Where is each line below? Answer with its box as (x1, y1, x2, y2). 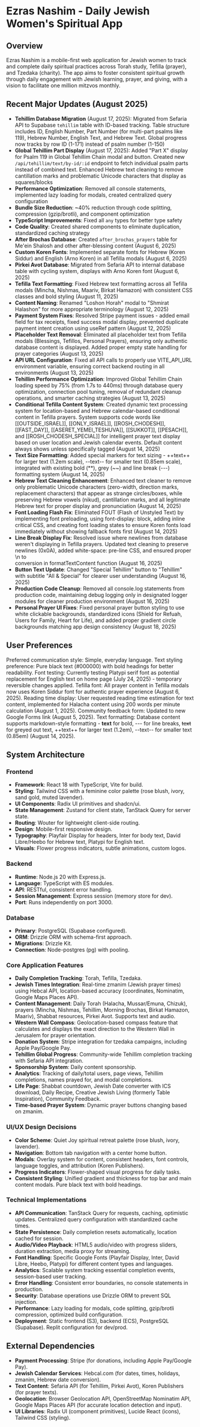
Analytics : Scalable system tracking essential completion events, (14, 1266, 176, 1273)
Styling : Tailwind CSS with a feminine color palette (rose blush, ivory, (14, 788, 185, 795)
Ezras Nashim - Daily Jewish (6, 4, 150, 18)
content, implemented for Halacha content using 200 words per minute (6, 700, 180, 708)
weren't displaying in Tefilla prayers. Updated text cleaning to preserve (14, 540, 189, 547)
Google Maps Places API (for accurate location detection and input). (14, 1401, 182, 1408)
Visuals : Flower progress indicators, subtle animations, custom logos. (14, 844, 186, 852)
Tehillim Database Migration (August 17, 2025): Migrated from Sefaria (14, 115, 187, 122)
